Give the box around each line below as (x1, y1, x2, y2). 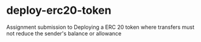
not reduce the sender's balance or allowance (6, 29, 122, 37)
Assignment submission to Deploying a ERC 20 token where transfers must (6, 23, 195, 31)
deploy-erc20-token (6, 4, 111, 17)
